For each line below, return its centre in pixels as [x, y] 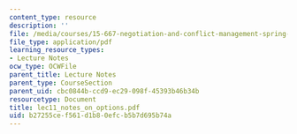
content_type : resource [53, 17]
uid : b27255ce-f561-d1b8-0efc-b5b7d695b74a [91, 115]
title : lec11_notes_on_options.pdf [75, 108]
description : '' [39, 26]
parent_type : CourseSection [61, 83]
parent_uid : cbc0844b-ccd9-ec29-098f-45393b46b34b [104, 91]
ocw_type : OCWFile [43, 67]
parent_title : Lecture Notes [63, 75]
